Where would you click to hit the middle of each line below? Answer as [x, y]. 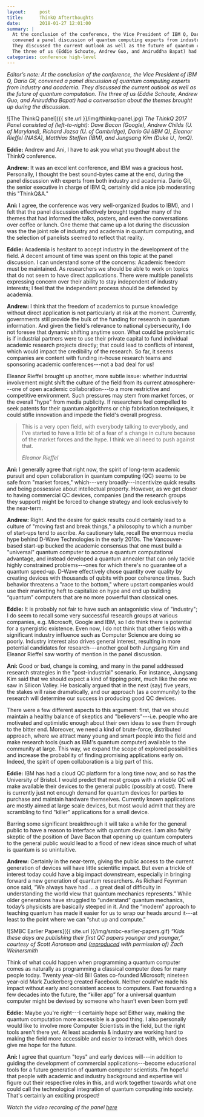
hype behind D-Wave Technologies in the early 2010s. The [80, 539]
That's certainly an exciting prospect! [53, 1095]
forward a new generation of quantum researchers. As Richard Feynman [97, 880]
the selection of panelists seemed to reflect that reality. [76, 237]
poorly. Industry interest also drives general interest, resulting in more [94, 641]
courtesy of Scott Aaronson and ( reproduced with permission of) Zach [95, 944]
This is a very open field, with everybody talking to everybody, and [105, 426]
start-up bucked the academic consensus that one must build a [103, 545]
